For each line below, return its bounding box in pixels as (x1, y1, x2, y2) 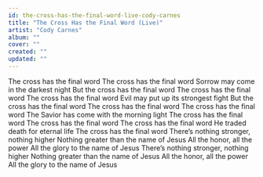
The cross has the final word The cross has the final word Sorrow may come (8, 76, 255, 86)
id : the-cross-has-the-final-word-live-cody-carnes (8, 11, 181, 20)
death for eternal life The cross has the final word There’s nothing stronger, (8, 126, 251, 135)
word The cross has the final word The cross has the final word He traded (8, 118, 247, 128)
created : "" (8, 48, 47, 56)
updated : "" (8, 56, 47, 63)
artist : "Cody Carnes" (8, 26, 82, 34)
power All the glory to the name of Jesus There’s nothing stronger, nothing (8, 143, 249, 153)
